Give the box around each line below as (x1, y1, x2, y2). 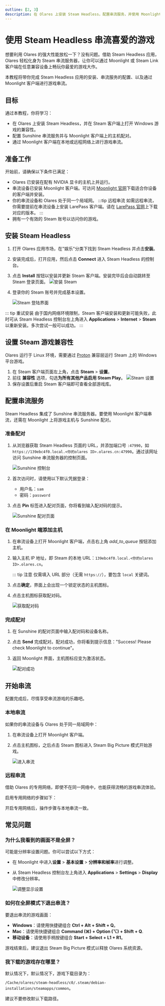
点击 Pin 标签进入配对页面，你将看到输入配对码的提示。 (12, 502, 125, 508)
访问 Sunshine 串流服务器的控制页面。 (12, 455, 90, 461)
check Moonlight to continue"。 (12, 645, 77, 651)
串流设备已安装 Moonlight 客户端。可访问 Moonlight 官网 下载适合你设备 (12, 185, 157, 191)
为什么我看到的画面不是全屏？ (5, 837, 76, 843)
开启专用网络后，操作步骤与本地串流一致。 (5, 805, 91, 811)
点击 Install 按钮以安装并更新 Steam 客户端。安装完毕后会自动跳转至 (12, 272, 151, 278)
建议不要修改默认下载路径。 (5, 996, 61, 1002)
